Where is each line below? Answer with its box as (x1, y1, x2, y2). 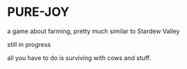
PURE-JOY (7, 4, 70, 20)
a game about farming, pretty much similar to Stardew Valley (7, 27, 180, 35)
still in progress (7, 40, 51, 48)
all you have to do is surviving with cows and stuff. (7, 53, 151, 62)
